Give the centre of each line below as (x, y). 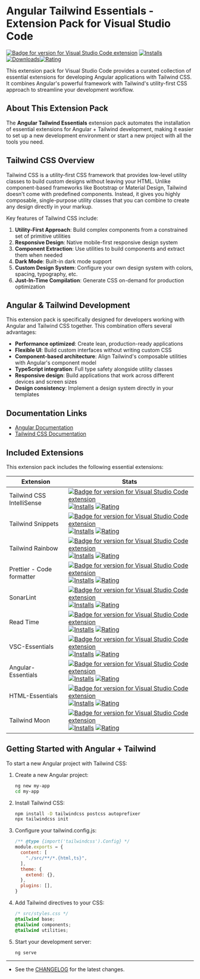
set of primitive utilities (43, 236)
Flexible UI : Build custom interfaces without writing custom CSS (93, 350)
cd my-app (27, 791)
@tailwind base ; (35, 919)
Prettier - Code (31, 569)
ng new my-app (32, 786)
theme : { (31, 869)
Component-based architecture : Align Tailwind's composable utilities (101, 356)
